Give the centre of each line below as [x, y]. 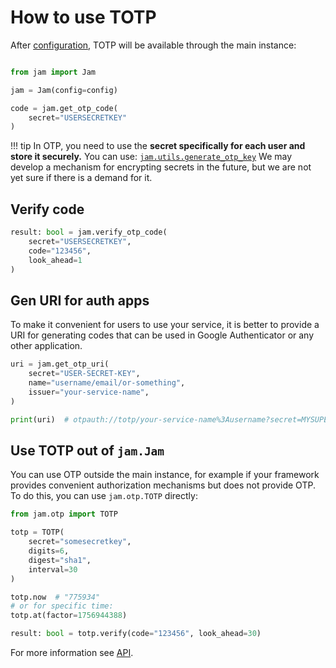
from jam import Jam [53, 72]
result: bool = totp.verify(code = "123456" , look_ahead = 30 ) [136, 634]
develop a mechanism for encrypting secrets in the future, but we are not [161, 167]
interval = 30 [53, 569]
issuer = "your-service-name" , [89, 392]
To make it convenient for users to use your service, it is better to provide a [165, 325]
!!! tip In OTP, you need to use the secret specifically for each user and [158, 146]
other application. [46, 346]
